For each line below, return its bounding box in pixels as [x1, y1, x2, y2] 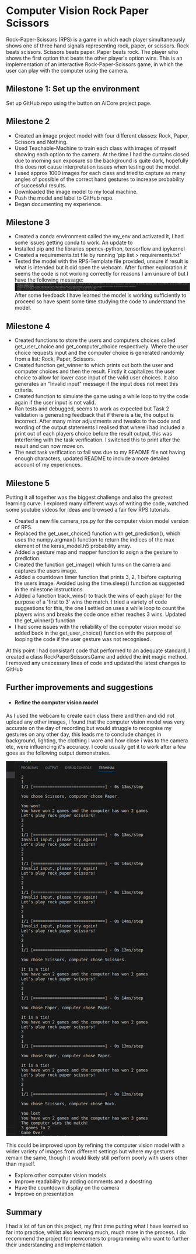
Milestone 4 [6, 321, 51, 331]
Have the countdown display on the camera [14, 1184, 120, 1191]
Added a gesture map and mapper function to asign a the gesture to [14, 549, 178, 556]
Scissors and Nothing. [14, 138, 68, 145]
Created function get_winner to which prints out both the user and [14, 362, 174, 369]
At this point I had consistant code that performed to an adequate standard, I [6, 647, 190, 654]
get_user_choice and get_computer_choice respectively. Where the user [14, 343, 188, 350]
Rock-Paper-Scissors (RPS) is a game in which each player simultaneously [6, 36, 185, 43]
